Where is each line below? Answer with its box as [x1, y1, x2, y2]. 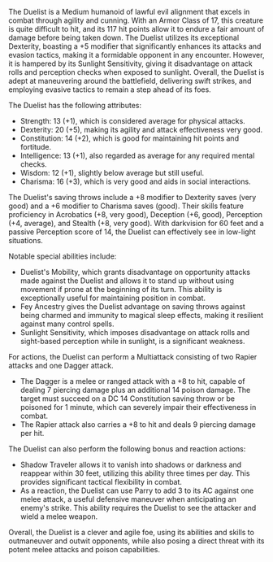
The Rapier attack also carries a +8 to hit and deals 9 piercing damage [19, 420, 256, 429]
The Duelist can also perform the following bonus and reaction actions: [8, 444, 246, 454]
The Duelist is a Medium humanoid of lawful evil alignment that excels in [8, 7, 250, 16]
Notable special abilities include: [8, 251, 117, 261]
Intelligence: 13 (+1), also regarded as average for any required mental [19, 150, 255, 160]
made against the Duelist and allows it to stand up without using [19, 276, 234, 285]
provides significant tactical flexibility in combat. [19, 477, 183, 486]
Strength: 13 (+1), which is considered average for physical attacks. [19, 116, 245, 125]
